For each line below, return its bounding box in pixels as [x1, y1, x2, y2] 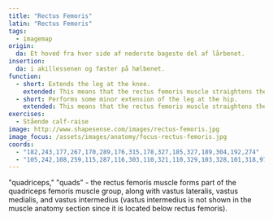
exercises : [8, 110, 45, 119]
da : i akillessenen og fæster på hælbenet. [15, 65, 165, 73]
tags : [8, 27, 27, 35]
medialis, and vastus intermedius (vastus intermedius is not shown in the [8, 195, 252, 205]
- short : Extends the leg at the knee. [15, 80, 151, 88]
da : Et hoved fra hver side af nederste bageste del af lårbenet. [15, 50, 245, 58]
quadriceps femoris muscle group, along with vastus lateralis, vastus [8, 186, 238, 196]
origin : [8, 42, 35, 50]
